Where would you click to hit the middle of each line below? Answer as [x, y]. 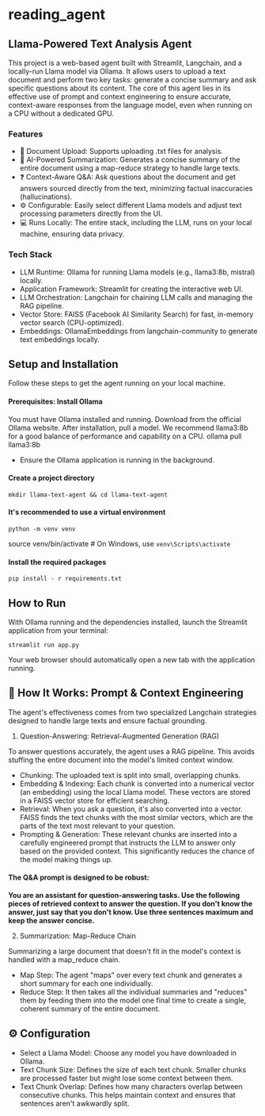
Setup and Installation [63, 364]
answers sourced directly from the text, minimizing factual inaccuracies [136, 189]
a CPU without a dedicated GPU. [61, 113]
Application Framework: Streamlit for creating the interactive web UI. [131, 289]
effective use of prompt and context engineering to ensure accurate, [120, 96]
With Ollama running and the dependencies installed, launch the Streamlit [128, 622]
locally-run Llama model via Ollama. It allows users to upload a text [117, 71]
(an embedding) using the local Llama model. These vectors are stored [135, 792]
